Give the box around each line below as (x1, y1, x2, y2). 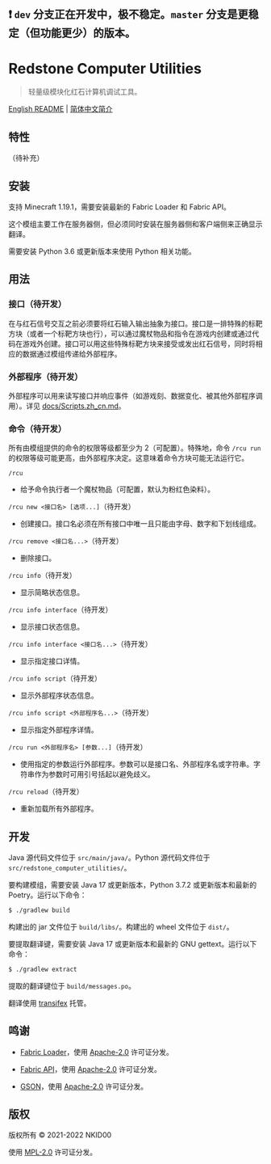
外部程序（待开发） (8, 371, 83, 382)
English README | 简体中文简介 (8, 104, 113, 114)
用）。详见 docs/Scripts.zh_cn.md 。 (8, 401, 127, 411)
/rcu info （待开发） (8, 571, 77, 580)
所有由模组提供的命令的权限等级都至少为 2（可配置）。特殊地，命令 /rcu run (8, 443, 261, 453)
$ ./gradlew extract (8, 965, 78, 973)
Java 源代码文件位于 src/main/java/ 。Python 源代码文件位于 (8, 853, 211, 862)
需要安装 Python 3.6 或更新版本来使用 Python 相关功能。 (8, 246, 196, 256)
